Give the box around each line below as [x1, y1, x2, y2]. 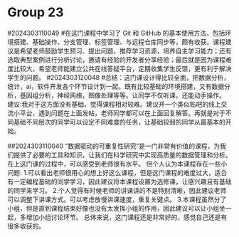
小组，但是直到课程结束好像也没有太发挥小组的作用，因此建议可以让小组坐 [7, 204, 225, 212]
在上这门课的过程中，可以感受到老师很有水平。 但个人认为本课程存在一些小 [7, 159, 228, 168]
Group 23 [7, 4, 64, 21]
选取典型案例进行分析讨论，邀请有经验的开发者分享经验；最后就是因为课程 [7, 55, 225, 64]
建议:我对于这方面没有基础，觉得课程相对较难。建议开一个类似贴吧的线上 [7, 100, 222, 108]
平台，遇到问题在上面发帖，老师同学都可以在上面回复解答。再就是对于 [19, 108, 225, 117]
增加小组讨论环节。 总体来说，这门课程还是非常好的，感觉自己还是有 [26, 213, 228, 221]
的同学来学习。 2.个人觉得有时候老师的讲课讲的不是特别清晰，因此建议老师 [7, 186, 227, 194]
